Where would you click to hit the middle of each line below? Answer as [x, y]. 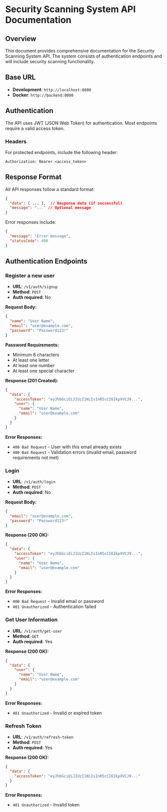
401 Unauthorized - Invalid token [46, 805]
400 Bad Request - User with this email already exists [67, 447]
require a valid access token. [35, 128]
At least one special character [43, 371]
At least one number [33, 365]
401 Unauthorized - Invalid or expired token [57, 713]
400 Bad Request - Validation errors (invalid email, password [74, 452]
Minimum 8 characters [36, 354]
